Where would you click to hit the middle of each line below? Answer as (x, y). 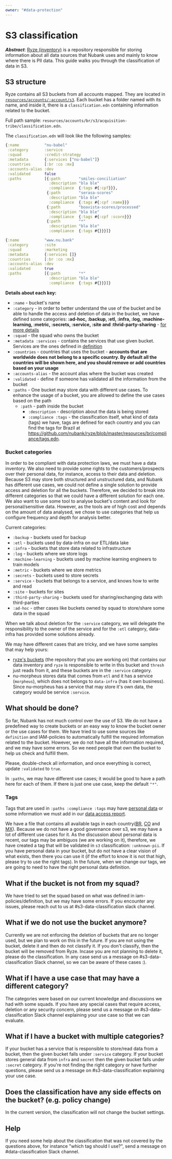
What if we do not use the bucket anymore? (76, 923)
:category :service (35, 150)
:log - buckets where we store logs (50, 554)
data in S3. (17, 66)
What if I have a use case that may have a (72, 978)
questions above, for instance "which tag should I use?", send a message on (86, 1146)
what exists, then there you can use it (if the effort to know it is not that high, (86, 856)
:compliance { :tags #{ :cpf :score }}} (90, 217)
